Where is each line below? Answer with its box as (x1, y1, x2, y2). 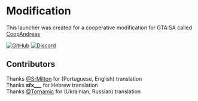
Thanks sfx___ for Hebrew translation (6, 81, 99, 88)
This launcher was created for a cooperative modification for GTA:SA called (6, 24, 193, 31)
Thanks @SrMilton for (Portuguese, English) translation (6, 75, 142, 82)
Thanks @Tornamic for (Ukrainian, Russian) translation (6, 88, 141, 95)
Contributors (6, 59, 56, 69)
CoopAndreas (6, 30, 41, 37)
